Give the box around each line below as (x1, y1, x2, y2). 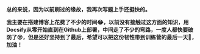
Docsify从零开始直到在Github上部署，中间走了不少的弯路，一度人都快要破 (6, 26, 194, 33)
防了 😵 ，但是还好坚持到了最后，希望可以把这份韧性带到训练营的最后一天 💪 (6, 34, 192, 41)
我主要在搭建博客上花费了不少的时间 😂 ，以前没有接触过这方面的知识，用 (6, 19, 189, 26)
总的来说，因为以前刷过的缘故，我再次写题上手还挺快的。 (6, 6, 151, 13)
